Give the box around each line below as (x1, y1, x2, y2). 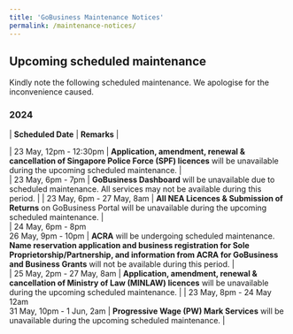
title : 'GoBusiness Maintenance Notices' (9, 12, 165, 22)
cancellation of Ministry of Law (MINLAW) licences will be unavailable (9, 277, 269, 288)
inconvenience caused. (9, 87, 95, 97)
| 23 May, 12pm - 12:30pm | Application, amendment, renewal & (9, 146, 246, 156)
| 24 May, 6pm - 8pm (9, 221, 87, 232)
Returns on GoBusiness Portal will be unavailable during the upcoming (9, 202, 267, 213)
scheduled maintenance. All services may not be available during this (9, 183, 262, 194)
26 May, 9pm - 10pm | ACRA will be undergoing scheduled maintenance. (9, 231, 275, 241)
